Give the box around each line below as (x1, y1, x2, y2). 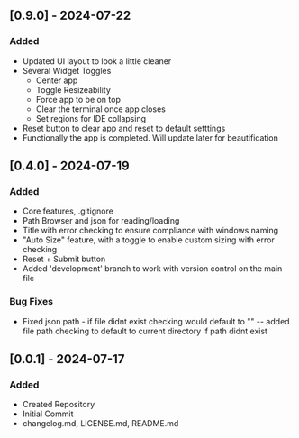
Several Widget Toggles (22, 65, 112, 76)
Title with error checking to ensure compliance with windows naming (22, 225, 279, 236)
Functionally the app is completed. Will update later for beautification (22, 132, 279, 143)
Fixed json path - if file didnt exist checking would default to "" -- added (22, 315, 290, 326)
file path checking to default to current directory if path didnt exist (22, 325, 268, 336)
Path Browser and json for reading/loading (22, 215, 180, 226)
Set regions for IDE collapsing (35, 113, 147, 123)
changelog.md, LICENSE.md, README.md (22, 418, 179, 429)
